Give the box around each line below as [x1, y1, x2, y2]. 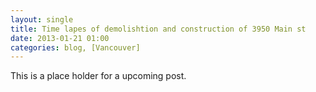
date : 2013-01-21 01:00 [10, 33, 110, 43]
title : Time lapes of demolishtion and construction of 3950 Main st [10, 24, 307, 34]
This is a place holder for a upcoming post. [10, 70, 187, 82]
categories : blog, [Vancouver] [10, 42, 141, 53]
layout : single [10, 14, 74, 25]
